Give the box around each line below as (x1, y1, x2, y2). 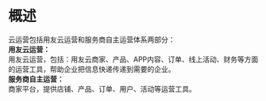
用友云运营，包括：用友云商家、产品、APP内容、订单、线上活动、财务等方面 (8, 54, 259, 64)
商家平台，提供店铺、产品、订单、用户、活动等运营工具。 (8, 84, 196, 93)
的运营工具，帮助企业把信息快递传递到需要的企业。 (8, 64, 175, 73)
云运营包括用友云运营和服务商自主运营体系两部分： (8, 35, 175, 44)
